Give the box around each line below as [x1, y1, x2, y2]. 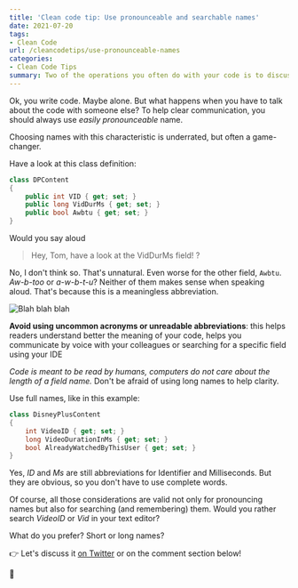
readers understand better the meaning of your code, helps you [9, 330, 242, 341]
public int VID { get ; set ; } [25, 192, 137, 201]
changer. [9, 141, 42, 151]
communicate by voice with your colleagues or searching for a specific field [9, 340, 286, 350]
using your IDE [9, 349, 63, 359]
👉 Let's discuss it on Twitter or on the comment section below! [9, 548, 242, 559]
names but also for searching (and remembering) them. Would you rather [9, 503, 277, 514]
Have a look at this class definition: [9, 157, 137, 169]
